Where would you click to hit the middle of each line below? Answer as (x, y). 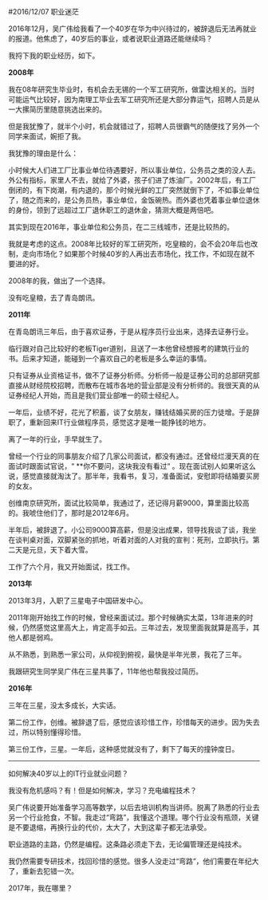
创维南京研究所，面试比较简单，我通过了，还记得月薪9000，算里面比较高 (129, 503)
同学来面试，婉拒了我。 (47, 136)
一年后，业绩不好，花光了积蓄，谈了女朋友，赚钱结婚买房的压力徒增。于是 (130, 412)
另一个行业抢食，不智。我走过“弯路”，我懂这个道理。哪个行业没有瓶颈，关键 (134, 817)
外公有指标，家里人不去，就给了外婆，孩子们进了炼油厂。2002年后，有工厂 (132, 180)
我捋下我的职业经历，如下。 (54, 55)
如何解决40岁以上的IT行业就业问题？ (69, 773)
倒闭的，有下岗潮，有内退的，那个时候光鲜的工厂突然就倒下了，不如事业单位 (134, 190)
